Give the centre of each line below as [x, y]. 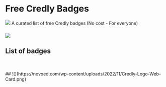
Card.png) [16, 79]
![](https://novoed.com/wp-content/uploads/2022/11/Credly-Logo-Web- [87, 73]
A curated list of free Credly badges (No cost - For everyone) [75, 23]
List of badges [28, 51]
